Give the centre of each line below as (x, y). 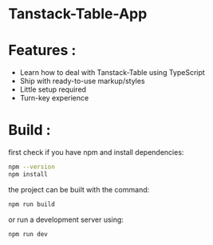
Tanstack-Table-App (78, 14)
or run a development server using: (66, 219)
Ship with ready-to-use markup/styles (82, 81)
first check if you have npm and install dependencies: (96, 152)
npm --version (32, 167)
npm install (28, 174)
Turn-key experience (54, 98)
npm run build (32, 204)
